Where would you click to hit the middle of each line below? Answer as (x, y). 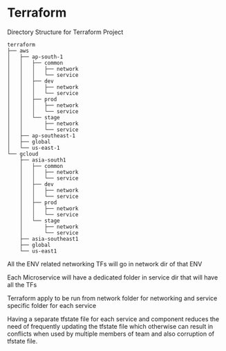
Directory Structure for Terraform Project (65, 32)
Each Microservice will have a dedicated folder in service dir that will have (113, 277)
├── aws (18, 51)
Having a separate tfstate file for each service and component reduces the (113, 319)
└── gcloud (23, 154)
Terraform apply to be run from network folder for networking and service (112, 298)
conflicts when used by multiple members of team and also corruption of (111, 334)
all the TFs (22, 284)
